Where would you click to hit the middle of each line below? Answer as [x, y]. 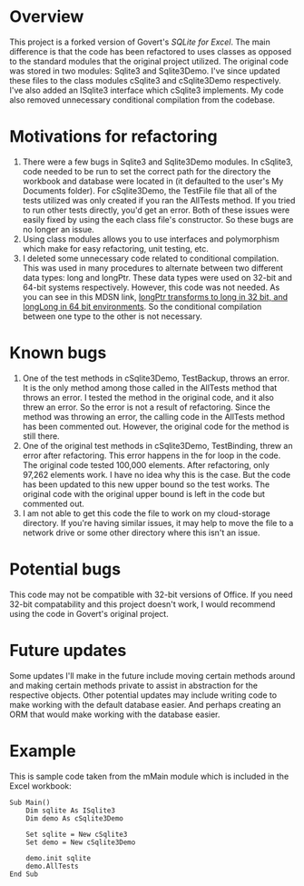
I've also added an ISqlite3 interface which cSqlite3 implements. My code [147, 90]
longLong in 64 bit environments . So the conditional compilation [142, 306]
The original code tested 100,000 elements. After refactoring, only [146, 464]
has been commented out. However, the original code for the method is [156, 426]
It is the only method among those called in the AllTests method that [150, 387]
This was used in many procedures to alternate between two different [153, 268]
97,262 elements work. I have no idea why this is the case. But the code [157, 474]
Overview [47, 17]
